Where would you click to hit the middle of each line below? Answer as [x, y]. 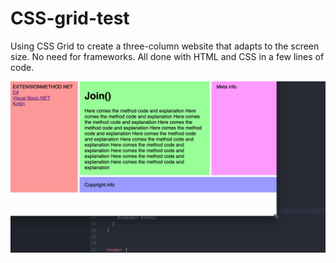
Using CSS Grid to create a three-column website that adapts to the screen [165, 46]
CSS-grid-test [70, 18]
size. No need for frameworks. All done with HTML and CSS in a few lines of [167, 56]
